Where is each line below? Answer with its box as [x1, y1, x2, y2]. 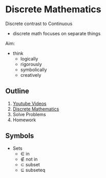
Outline [5, 87, 29, 96]
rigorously [20, 61, 42, 67]
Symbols [5, 131, 34, 140]
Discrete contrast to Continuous [5, 20, 73, 27]
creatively [20, 72, 41, 78]
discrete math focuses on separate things [12, 30, 101, 36]
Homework [12, 117, 36, 123]
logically [20, 55, 38, 62]
